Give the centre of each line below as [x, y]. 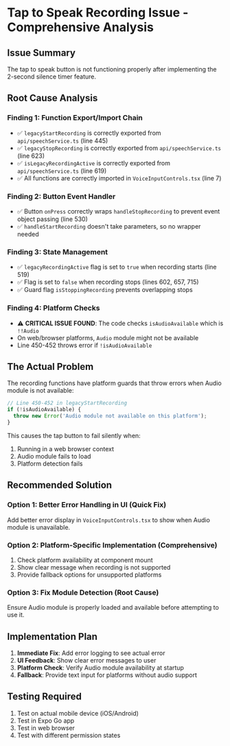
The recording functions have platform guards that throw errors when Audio [114, 383]
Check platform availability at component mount [85, 560]
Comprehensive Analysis [81, 27]
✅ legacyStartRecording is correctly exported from [89, 133]
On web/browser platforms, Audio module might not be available [108, 338]
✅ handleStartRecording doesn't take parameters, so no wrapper [109, 226]
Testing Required [45, 697]
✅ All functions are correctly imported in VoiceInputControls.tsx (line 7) [119, 178]
